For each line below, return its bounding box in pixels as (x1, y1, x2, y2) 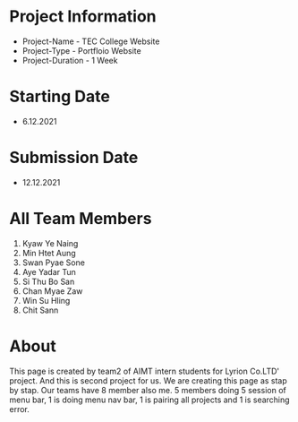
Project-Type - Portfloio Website (21, 45, 141, 56)
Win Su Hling (21, 295, 71, 306)
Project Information (9, 6, 157, 27)
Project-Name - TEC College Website (21, 36, 160, 47)
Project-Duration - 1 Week (21, 55, 118, 65)
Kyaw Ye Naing (21, 237, 79, 248)
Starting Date (9, 87, 110, 107)
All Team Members (9, 209, 152, 228)
